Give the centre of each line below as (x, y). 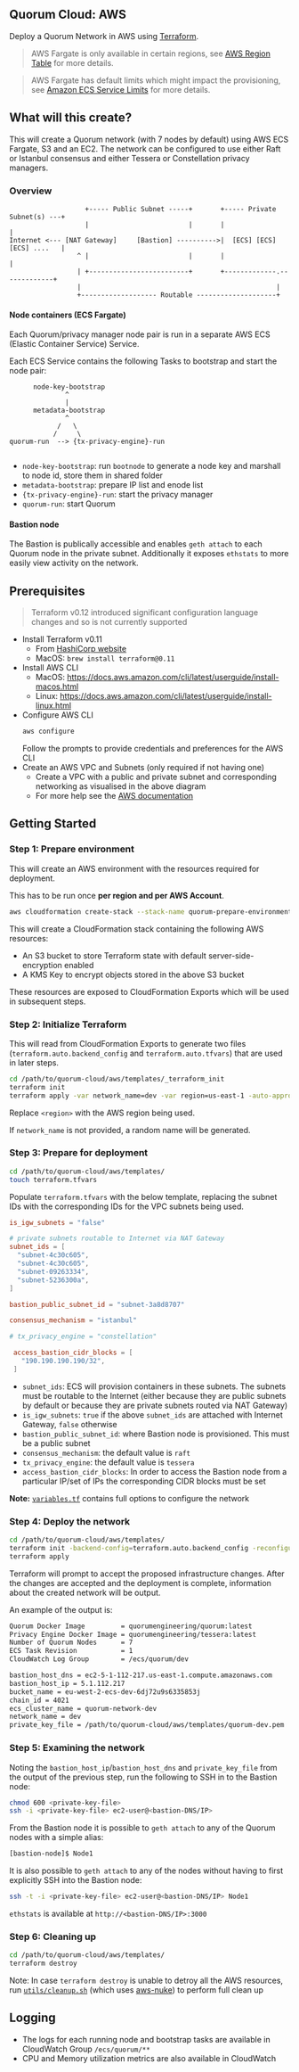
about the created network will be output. (85, 1592)
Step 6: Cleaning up (53, 1936)
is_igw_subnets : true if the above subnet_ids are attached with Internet (152, 1414)
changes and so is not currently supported (109, 622)
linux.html (53, 706)
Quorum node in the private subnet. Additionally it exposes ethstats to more (149, 554)
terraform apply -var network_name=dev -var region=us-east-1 (127, 1096)
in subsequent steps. (48, 1001)
